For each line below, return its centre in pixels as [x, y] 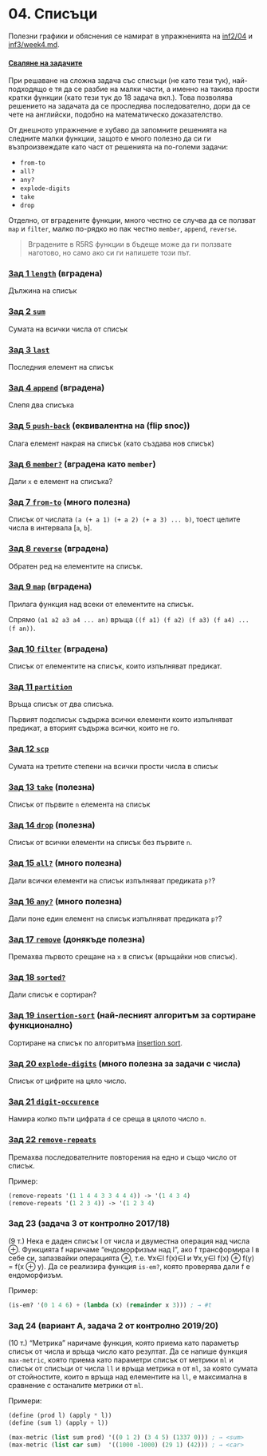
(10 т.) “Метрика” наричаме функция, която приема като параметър [124, 1343]
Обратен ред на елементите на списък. [76, 566]
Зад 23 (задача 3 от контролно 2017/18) [89, 1224]
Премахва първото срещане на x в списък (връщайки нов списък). [123, 957]
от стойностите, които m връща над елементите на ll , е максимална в [128, 1377]
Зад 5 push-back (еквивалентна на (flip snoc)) [99, 426]
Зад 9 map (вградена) [50, 586]
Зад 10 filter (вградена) [58, 649]
